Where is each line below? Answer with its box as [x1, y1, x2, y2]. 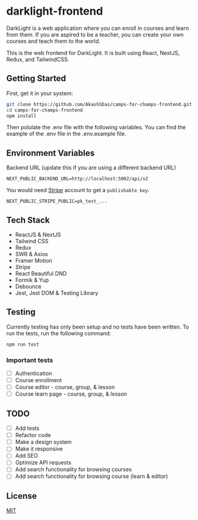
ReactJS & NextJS [15, 231, 62, 238]
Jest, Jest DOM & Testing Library [15, 290, 99, 296]
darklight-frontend [6, 4, 104, 18]
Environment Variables [6, 148, 95, 158]
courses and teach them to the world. [6, 37, 101, 45]
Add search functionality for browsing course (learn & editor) [15, 472, 169, 480]
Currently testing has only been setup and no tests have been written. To [6, 323, 189, 330]
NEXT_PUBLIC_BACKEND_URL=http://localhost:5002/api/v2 [6, 176, 149, 182]
